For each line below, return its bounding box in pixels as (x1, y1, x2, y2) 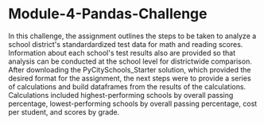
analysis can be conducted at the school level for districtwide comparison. (8, 57, 252, 66)
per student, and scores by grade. (8, 107, 120, 116)
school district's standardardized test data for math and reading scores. (8, 39, 243, 49)
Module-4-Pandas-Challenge (8, 5, 208, 23)
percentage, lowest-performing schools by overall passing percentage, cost (8, 99, 258, 108)
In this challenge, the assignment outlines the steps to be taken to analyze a (8, 31, 257, 41)
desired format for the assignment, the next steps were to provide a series (8, 73, 252, 83)
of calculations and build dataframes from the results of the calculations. (8, 81, 247, 92)
